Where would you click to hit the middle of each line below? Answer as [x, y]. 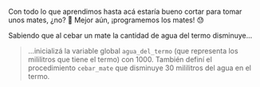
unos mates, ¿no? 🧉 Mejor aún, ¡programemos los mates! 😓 [106, 20]
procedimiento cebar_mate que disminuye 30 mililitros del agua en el [140, 68]
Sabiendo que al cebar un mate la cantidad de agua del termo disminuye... [130, 36]
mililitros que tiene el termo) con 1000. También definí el [120, 59]
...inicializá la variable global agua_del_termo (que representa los [133, 51]
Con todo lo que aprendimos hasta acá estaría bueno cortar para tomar [125, 12]
